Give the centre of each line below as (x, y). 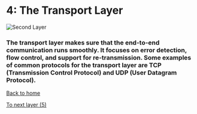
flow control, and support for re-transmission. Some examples (99, 58)
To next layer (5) (26, 105)
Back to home (23, 93)
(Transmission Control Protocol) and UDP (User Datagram (92, 73)
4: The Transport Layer (65, 10)
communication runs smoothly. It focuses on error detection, (97, 50)
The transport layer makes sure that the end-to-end (83, 43)
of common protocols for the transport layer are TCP (84, 65)
